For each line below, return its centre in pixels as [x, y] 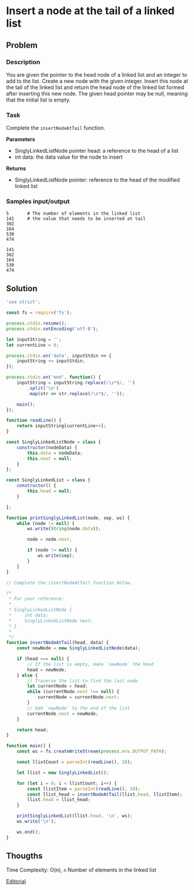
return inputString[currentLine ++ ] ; [62, 426]
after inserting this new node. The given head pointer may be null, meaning [97, 93]
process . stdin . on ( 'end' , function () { [53, 377]
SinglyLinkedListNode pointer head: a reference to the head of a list [96, 151]
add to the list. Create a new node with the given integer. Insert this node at [97, 81]
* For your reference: [36, 599]
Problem [22, 45]
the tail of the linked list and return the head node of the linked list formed [95, 87]
